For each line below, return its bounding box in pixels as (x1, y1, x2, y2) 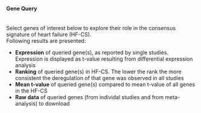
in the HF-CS (14, 87, 48, 94)
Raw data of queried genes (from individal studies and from (14, 94, 164, 101)
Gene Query (6, 5, 37, 12)
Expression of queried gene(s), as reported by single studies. (14, 49, 169, 56)
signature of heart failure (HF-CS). (6, 31, 92, 38)
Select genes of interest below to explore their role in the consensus (6, 25, 176, 32)
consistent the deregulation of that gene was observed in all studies (14, 75, 184, 82)
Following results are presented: (6, 37, 86, 44)
